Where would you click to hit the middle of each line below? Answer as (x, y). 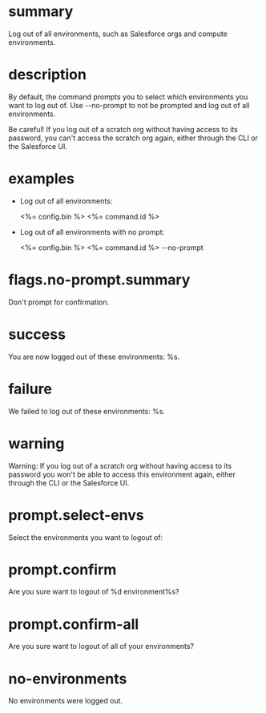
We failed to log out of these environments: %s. (87, 411)
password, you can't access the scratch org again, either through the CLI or (133, 138)
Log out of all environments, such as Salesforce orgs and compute (118, 34)
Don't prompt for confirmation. (59, 302)
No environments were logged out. (65, 701)
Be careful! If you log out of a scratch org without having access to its (123, 129)
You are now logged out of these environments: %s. (94, 356)
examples (41, 179)
